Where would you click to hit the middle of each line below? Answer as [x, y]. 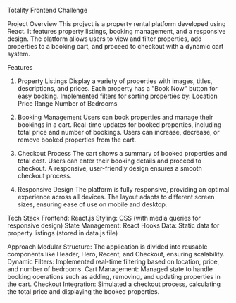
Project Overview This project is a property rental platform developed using [117, 24]
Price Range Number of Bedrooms [67, 104]
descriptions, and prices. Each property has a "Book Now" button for [118, 88]
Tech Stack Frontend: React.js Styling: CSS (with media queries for [104, 218]
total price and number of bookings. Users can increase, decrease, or [118, 132]
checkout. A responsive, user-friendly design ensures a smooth [110, 168]
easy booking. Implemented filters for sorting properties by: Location [117, 96]
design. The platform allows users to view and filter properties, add [105, 39]
